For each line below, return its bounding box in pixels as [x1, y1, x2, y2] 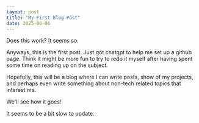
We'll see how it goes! [6, 98, 62, 105]
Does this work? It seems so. [6, 37, 79, 44]
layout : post [6, 9, 40, 15]
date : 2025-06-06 [6, 20, 51, 26]
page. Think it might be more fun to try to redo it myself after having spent [6, 55, 193, 63]
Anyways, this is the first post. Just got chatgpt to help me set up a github [6, 49, 192, 56]
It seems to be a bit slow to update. [6, 110, 95, 118]
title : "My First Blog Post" [6, 15, 81, 21]
